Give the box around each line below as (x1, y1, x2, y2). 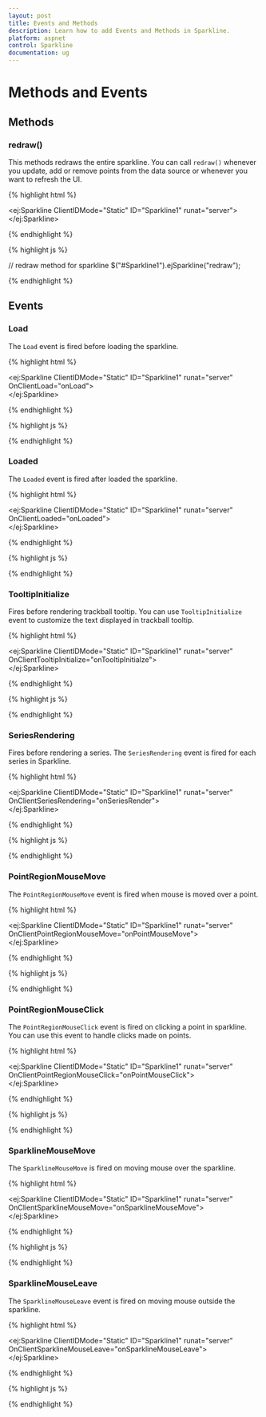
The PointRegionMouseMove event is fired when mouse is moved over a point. (8, 889, 259, 899)
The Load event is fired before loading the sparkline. (8, 341, 179, 351)
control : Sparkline (8, 42, 73, 50)
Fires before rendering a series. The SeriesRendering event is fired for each (8, 748, 256, 757)
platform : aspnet (8, 34, 66, 42)
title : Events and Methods (8, 19, 98, 27)
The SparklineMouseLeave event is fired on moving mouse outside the (8, 1296, 236, 1306)
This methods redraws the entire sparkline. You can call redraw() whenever (8, 157, 257, 167)
